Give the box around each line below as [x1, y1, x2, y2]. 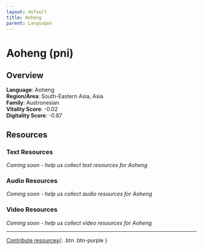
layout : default [6, 8, 47, 15]
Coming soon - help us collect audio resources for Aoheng [6, 190, 152, 197]
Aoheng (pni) [6, 46, 74, 60]
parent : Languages [6, 20, 53, 26]
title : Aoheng [6, 15, 42, 21]
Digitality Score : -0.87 [6, 112, 62, 119]
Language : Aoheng [6, 86, 54, 94]
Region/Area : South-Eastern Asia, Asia [6, 93, 104, 100]
